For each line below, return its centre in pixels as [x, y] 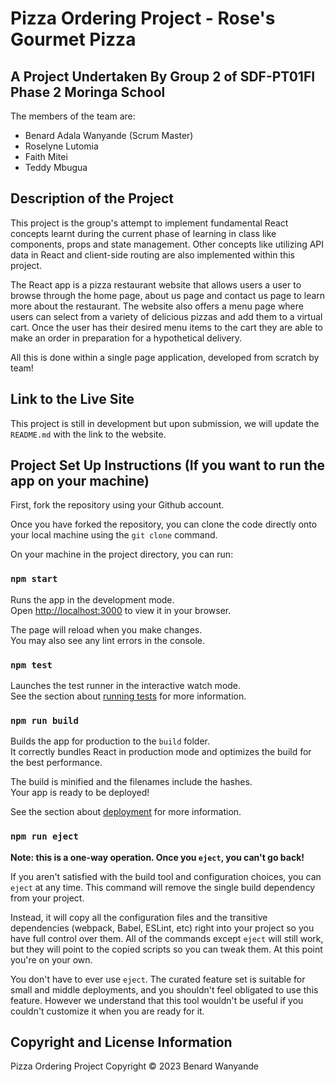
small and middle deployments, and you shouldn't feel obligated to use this [164, 989]
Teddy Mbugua [56, 167]
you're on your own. [51, 959]
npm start [34, 579]
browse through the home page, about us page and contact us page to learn [168, 295]
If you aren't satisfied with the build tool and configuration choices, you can [166, 876]
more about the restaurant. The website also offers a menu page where [157, 306]
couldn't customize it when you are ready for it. [107, 1011]
